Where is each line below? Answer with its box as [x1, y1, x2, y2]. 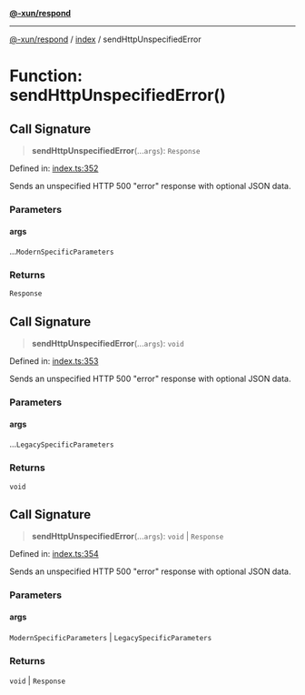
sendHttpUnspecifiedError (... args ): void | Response [31, 531, 224, 542]
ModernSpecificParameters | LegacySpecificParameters [9, 631, 212, 642]
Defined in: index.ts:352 [9, 163, 99, 174]
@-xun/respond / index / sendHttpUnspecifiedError [9, 34, 202, 45]
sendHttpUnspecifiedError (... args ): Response [31, 146, 201, 156]
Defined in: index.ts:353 [9, 356, 99, 367]
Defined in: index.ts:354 [9, 549, 100, 559]
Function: [9, 65, 84, 86]
